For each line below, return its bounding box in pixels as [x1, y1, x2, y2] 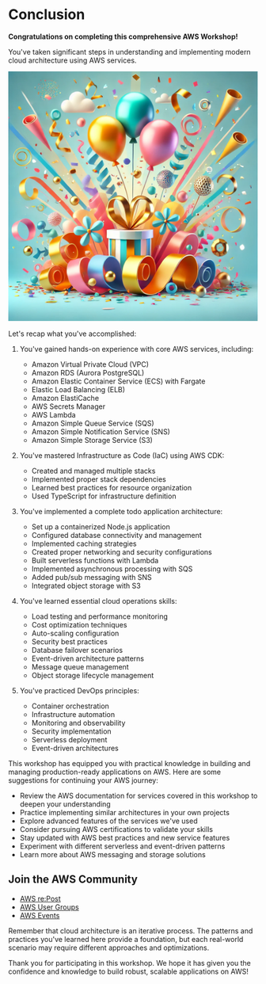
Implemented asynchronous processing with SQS [31, 564, 193, 574]
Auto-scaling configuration [31, 628, 120, 638]
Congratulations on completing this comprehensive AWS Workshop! [8, 32, 238, 41]
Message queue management [31, 662, 129, 671]
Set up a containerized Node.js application [31, 521, 170, 532]
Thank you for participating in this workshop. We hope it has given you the [8, 958, 252, 967]
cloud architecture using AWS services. [8, 55, 137, 65]
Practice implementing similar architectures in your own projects [19, 807, 230, 817]
